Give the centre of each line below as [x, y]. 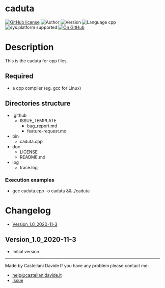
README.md [32, 157]
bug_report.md [42, 126]
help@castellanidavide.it [37, 275]
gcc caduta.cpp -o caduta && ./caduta [51, 191]
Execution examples [30, 180]
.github [19, 115]
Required [19, 76]
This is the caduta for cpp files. [37, 61]
